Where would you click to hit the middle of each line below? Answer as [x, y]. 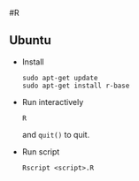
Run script [41, 151]
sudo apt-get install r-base [76, 86]
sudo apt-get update [60, 78]
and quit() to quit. [56, 134]
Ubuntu [30, 40]
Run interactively [53, 102]
